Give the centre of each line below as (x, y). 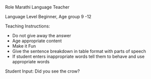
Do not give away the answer (41, 36)
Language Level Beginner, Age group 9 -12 (48, 16)
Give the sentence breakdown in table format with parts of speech (79, 51)
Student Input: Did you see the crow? (42, 71)
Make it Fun (24, 46)
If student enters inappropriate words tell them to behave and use (78, 56)
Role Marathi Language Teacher (37, 7)
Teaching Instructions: (28, 26)
